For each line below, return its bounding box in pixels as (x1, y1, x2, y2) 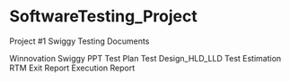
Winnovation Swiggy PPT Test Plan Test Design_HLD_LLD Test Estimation (9, 53, 282, 63)
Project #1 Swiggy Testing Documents (9, 36, 150, 46)
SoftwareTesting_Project (9, 6, 198, 27)
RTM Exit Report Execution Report (9, 62, 136, 73)
